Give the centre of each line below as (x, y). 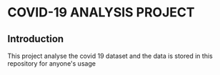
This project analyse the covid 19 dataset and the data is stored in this (110, 56)
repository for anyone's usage (52, 64)
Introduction (36, 39)
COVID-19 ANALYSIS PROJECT (101, 12)
